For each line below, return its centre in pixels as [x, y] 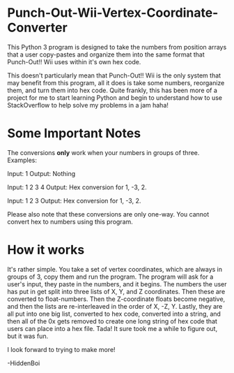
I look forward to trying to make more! [62, 349]
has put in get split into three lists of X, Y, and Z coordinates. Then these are [116, 291]
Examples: [22, 160]
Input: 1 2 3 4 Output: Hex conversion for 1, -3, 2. [77, 187]
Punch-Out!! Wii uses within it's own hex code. [74, 61]
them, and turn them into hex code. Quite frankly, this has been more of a [112, 90]
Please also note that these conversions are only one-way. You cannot [108, 214]
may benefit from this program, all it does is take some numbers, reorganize [116, 82]
